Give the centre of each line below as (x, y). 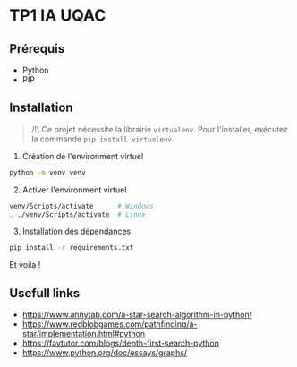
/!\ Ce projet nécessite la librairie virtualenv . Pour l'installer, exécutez (160, 129)
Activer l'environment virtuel (74, 190)
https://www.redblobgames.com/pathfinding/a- (110, 324)
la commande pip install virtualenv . (102, 139)
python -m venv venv (48, 172)
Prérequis (37, 49)
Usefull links (45, 293)
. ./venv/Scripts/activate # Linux (77, 214)
